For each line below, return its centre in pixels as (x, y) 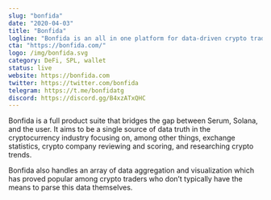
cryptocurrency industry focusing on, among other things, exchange (122, 138)
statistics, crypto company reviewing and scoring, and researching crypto (131, 146)
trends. (20, 155)
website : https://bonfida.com (59, 76)
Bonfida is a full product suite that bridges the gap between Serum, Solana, (133, 120)
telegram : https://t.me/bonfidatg (67, 90)
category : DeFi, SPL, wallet (57, 61)
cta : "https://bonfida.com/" (57, 46)
